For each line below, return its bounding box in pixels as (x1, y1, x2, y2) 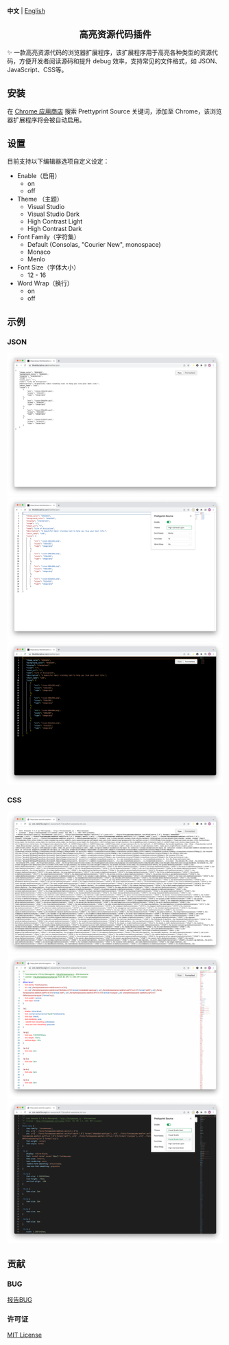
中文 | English (7, 7, 46, 14)
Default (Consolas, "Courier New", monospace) (27, 241, 161, 249)
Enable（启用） (16, 172, 61, 180)
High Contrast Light (27, 217, 83, 226)
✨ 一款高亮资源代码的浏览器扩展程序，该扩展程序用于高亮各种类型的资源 (7, 48, 213, 56)
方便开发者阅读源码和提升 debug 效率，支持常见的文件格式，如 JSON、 (19, 56, 221, 65)
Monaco (27, 248, 51, 256)
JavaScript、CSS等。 (7, 65, 68, 74)
